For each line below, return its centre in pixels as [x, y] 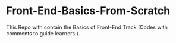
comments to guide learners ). [43, 33]
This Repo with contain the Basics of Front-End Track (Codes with [87, 27]
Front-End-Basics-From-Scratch [88, 11]
